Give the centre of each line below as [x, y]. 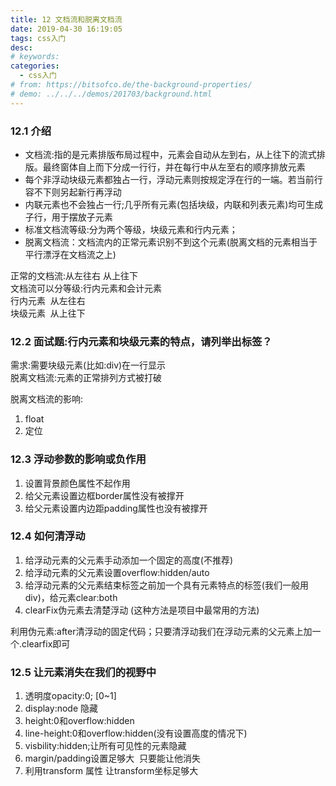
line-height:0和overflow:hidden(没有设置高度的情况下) [136, 733]
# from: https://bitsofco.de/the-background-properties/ [131, 85]
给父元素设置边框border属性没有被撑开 [104, 495]
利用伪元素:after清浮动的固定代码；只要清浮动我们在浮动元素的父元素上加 [161, 631]
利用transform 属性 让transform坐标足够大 [111, 771]
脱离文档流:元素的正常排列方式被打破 [86, 378]
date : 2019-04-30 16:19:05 [66, 29]
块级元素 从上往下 [48, 313]
